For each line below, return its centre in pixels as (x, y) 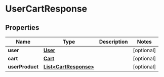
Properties (22, 28)
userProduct (23, 67)
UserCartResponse (46, 9)
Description (113, 42)
